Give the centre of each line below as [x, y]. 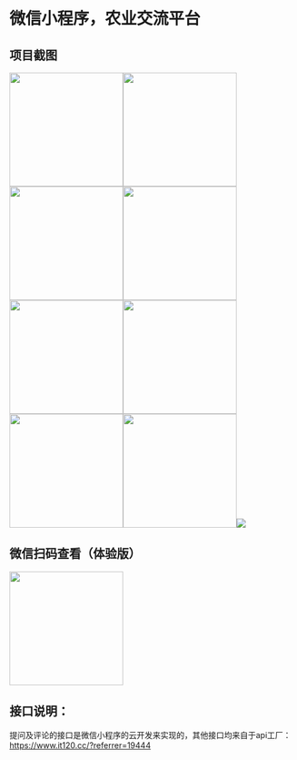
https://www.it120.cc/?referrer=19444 [80, 745]
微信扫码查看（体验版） [75, 554]
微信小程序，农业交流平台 [105, 19]
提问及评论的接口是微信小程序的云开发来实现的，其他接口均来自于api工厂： [150, 735]
